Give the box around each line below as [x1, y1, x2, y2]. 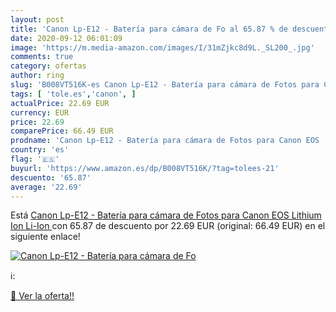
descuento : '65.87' [10, 172, 92, 183]
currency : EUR [10, 107, 70, 118]
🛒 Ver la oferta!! [10, 290, 75, 302]
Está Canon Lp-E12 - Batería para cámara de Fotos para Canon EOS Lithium [10, 209, 322, 221]
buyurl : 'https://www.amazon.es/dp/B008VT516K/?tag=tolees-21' [10, 163, 280, 173]
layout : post [10, 14, 65, 25]
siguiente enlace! [10, 231, 81, 243]
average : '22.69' [10, 182, 83, 192]
